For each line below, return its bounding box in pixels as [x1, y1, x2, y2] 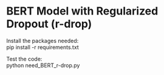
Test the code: [6, 55, 43, 62]
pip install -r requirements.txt [6, 44, 79, 51]
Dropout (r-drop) [6, 17, 92, 31]
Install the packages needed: [6, 37, 79, 44]
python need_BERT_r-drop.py [6, 62, 80, 69]
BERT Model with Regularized [6, 4, 159, 18]
